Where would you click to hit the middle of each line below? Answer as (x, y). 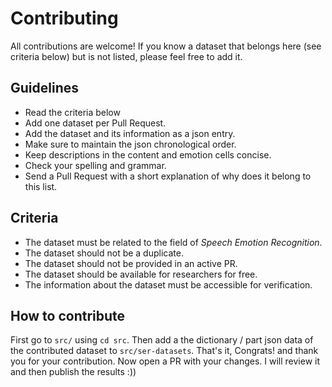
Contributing (64, 18)
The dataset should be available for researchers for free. (141, 274)
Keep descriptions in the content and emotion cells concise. (148, 154)
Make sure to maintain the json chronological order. (130, 144)
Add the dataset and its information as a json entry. (130, 133)
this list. (41, 186)
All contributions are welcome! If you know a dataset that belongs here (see (166, 46)
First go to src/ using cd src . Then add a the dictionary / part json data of (162, 340)
